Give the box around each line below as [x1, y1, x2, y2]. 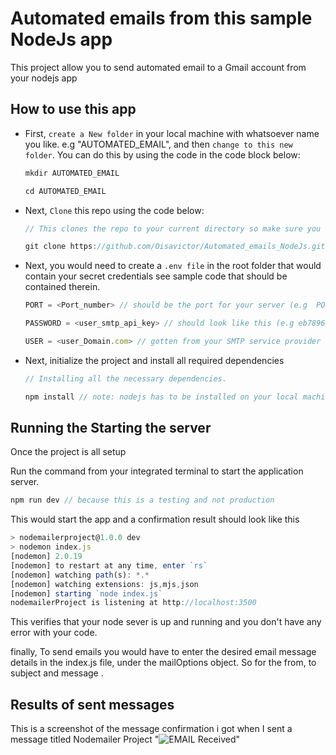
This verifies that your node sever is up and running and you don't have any [10, 616, 322, 628]
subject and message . [10, 667, 104, 679]
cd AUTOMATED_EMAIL [24, 186, 107, 196]
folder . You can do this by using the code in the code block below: [24, 148, 301, 161]
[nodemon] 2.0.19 [10, 552, 83, 562]
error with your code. [10, 627, 98, 639]
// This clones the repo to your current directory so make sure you [24, 223, 322, 234]
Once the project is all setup [10, 446, 127, 458]
